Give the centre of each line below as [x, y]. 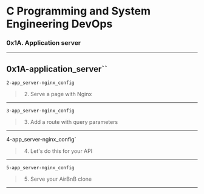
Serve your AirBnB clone [61, 179]
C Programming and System [78, 11]
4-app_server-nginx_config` [41, 140]
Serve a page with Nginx [61, 94]
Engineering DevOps [59, 24]
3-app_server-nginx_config [40, 111]
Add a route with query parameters [74, 122]
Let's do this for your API [61, 151]
